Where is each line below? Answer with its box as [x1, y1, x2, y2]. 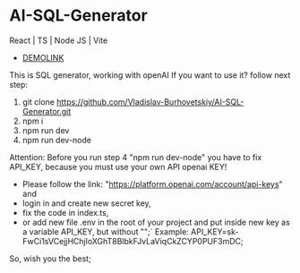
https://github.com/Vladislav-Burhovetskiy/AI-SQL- [56, 96, 244, 107]
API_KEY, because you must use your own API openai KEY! [9, 161, 227, 172]
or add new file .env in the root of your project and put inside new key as [21, 217, 291, 227]
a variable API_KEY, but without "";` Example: [21, 226, 190, 237]
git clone [21, 96, 56, 107]
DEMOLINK [21, 52, 64, 63]
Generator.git [21, 106, 72, 116]
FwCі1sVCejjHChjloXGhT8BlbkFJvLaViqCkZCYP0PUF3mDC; [21, 235, 244, 246]
